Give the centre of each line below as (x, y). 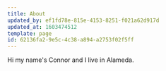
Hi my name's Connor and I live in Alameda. (71, 60)
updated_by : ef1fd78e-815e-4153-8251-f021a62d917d (83, 20)
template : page (30, 33)
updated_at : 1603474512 (42, 27)
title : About (26, 14)
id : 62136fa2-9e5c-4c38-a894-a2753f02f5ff (71, 40)
